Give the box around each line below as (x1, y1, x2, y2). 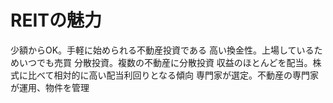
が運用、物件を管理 (10, 81, 90, 93)
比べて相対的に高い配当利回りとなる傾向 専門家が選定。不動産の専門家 (27, 69, 319, 81)
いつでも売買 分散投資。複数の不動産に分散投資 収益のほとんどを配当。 (18, 56, 313, 68)
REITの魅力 (10, 9, 102, 32)
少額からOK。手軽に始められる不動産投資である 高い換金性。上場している (10, 44, 315, 56)
